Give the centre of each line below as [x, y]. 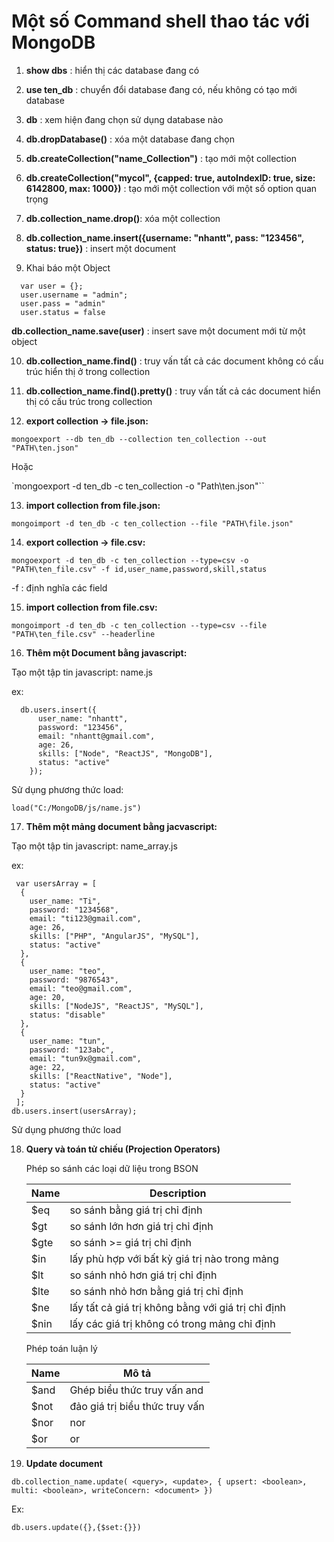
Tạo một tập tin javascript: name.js [82, 672]
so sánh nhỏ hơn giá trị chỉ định [143, 1275]
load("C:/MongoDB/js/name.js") [76, 808]
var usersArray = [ [56, 883]
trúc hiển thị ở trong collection [88, 371]
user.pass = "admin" [63, 303]
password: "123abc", [72, 1050]
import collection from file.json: [93, 505]
